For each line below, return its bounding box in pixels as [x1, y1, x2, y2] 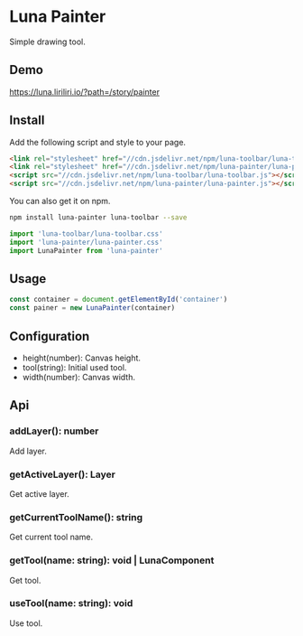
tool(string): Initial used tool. [22, 361, 127, 372]
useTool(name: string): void [9, 597, 133, 610]
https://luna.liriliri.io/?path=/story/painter [9, 86, 161, 97]
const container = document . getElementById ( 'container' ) [9, 295, 228, 304]
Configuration [9, 328, 90, 344]
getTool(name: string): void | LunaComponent [9, 554, 215, 566]
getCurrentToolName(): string [9, 510, 143, 523]
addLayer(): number [9, 425, 99, 437]
